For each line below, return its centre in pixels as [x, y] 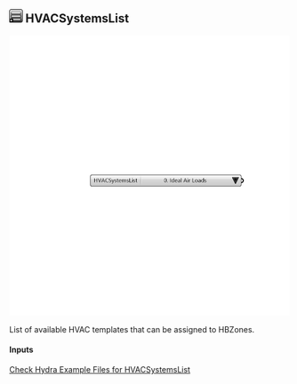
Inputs [21, 350]
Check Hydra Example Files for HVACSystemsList [100, 370]
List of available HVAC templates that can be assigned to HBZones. [132, 329]
